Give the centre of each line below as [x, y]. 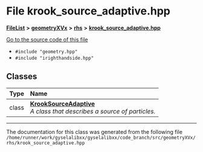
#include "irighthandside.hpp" [54, 58]
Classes [22, 77]
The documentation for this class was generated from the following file [95, 131]
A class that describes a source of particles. [93, 111]
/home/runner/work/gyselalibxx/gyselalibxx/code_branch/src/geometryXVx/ [101, 138]
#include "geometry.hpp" [46, 52]
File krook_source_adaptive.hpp [88, 11]
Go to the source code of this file [47, 39]
